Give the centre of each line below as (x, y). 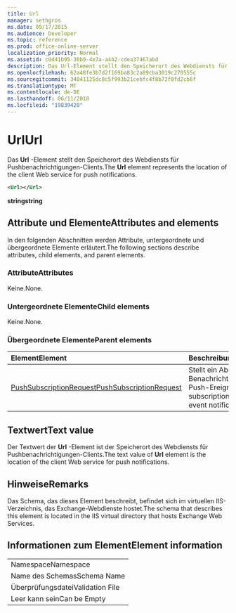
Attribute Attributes (40, 273)
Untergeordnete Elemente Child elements (78, 306)
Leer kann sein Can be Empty (58, 598)
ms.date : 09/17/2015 (38, 27)
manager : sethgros (34, 20)
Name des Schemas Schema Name (68, 576)
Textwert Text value (51, 430)
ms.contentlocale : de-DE (44, 92)
